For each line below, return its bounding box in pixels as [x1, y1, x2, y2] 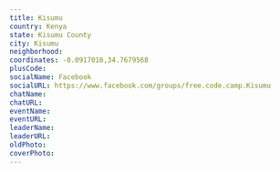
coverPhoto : [9, 148, 55, 157]
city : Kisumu [9, 38, 59, 48]
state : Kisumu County [9, 30, 92, 39]
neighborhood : [9, 47, 64, 56]
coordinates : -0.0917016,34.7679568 [9, 56, 149, 65]
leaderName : [9, 124, 55, 133]
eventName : [9, 106, 51, 116]
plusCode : [9, 65, 47, 74]
